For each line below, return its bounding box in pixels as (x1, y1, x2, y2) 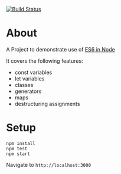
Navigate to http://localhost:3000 (6, 161, 91, 168)
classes (14, 81, 34, 88)
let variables (14, 75, 45, 82)
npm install (6, 140, 35, 146)
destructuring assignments (14, 100, 80, 107)
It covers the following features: (6, 57, 84, 65)
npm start (6, 151, 31, 157)
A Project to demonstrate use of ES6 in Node (6, 46, 115, 53)
